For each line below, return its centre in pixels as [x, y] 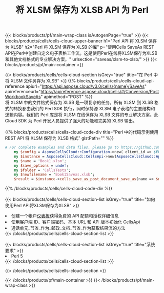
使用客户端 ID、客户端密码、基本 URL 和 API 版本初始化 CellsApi [76, 222]
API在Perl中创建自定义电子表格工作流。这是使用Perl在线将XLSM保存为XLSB [81, 53]
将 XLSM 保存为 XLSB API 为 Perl [82, 10]
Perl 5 [17, 256]
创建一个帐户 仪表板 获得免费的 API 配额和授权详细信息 [65, 216]
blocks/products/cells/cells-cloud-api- [116, 81]
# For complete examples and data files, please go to [62, 147]
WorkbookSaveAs [23, 97]
